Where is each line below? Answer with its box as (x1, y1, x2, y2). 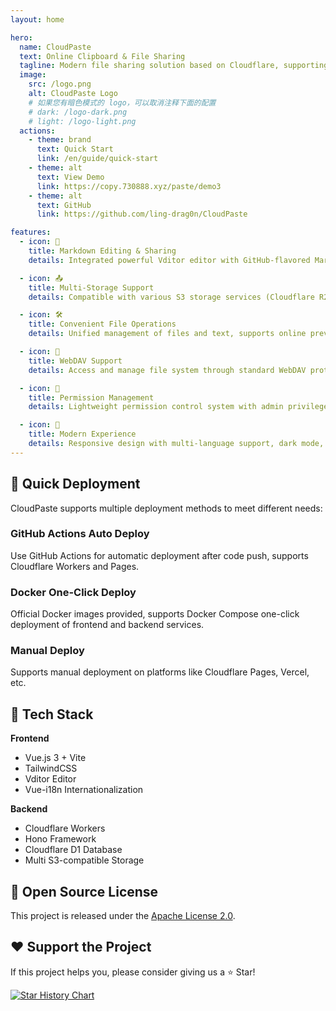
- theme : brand (28, 135, 92, 145)
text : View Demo (36, 172, 105, 182)
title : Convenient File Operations (28, 319, 177, 330)
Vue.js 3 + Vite (24, 752, 87, 764)
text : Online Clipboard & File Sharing (19, 51, 186, 61)
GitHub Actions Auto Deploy (10, 527, 150, 541)
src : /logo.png (28, 79, 92, 90)
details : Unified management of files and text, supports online (28, 329, 307, 339)
